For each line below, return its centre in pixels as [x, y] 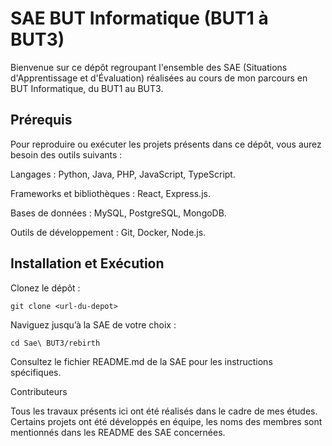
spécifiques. [36, 372]
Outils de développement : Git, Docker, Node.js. [108, 232]
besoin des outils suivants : [66, 154]
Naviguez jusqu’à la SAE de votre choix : [93, 324]
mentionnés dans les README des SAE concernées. [118, 432]
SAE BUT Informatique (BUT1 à [139, 18]
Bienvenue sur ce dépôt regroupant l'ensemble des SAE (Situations [149, 67]
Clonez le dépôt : [45, 288]
